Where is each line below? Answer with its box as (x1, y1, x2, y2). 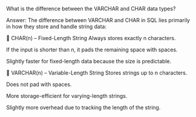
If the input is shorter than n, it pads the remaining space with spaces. (6, 46, 178, 53)
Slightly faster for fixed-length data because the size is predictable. (6, 58, 172, 64)
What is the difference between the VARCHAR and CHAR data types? (6, 5, 176, 12)
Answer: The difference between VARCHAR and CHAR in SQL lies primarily (6, 17, 191, 23)
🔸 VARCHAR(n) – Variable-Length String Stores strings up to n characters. (6, 69, 188, 76)
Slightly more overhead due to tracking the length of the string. (6, 104, 161, 111)
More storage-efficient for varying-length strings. (6, 93, 127, 99)
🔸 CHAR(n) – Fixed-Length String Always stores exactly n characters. (6, 35, 176, 41)
